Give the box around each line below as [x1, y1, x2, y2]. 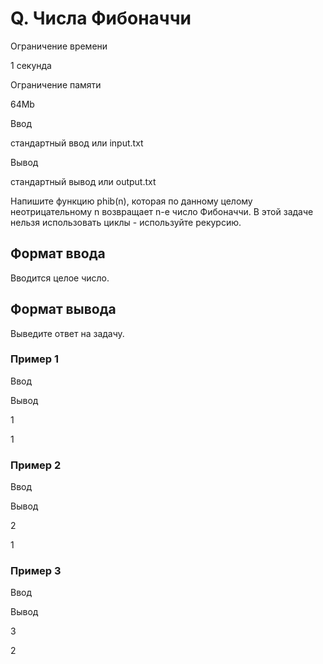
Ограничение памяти [10, 78, 102, 91]
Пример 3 [10, 564, 62, 578]
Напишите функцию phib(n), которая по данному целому [10, 195, 253, 207]
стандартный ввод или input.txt [10, 137, 144, 149]
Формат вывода [10, 301, 117, 318]
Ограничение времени [10, 40, 108, 52]
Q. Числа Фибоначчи [10, 7, 192, 30]
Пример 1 [10, 352, 59, 366]
